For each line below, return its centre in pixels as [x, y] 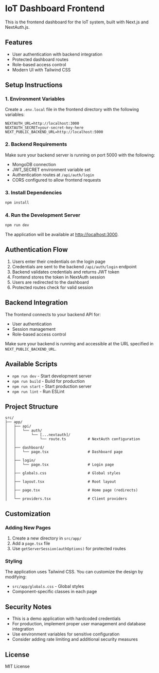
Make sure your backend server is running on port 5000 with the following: [80, 155]
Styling [14, 561]
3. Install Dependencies [34, 192]
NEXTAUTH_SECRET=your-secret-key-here [44, 128]
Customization [28, 514]
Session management [34, 329]
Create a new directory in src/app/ [47, 538]
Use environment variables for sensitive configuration [66, 634]
